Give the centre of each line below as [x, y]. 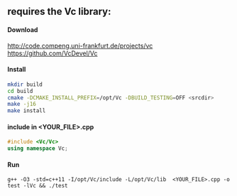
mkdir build [25, 85]
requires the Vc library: [59, 12]
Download [23, 29]
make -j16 [22, 104]
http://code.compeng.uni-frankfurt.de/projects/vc [80, 45]
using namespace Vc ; [38, 148]
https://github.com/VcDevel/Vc [53, 53]
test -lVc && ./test [38, 186]
